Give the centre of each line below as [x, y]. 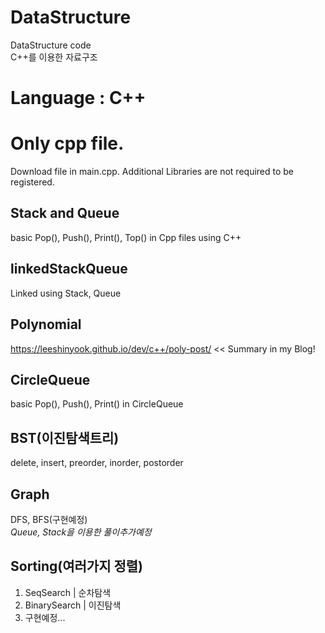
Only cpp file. [67, 143]
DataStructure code [51, 45]
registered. [32, 182]
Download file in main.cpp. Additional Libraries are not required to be [152, 172]
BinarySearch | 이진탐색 [73, 605]
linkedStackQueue [69, 269]
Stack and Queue [65, 213]
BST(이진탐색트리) [65, 437]
